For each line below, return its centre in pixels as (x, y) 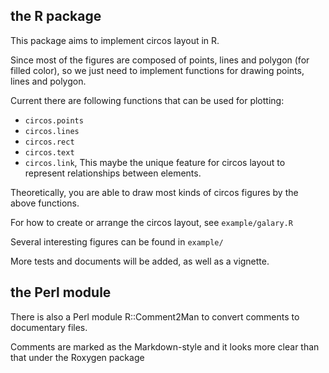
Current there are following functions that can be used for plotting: (147, 100)
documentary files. (49, 327)
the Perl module (61, 292)
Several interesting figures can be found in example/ (117, 241)
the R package (56, 16)
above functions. (45, 203)
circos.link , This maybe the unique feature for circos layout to (155, 162)
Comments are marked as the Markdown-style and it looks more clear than (165, 346)
